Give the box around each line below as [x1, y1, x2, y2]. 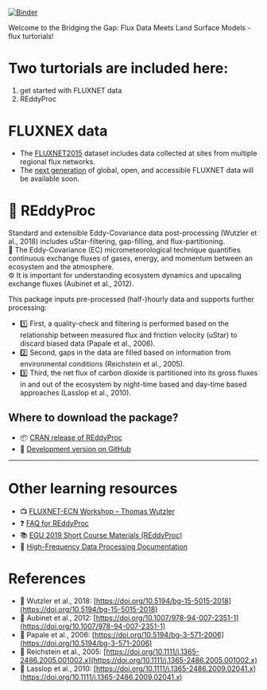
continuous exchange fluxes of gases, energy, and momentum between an [8, 253, 253, 263]
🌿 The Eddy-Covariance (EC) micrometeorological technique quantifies [8, 245, 241, 254]
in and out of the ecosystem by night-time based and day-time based [19, 379, 247, 389]
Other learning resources [8, 479, 178, 497]
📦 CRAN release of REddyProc [19, 433, 123, 442]
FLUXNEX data [8, 122, 108, 140]
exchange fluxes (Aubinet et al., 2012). [8, 279, 134, 288]
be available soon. [19, 174, 79, 183]
